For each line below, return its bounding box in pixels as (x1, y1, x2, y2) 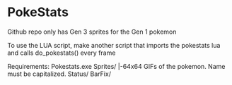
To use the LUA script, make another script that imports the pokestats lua (7, 41, 221, 49)
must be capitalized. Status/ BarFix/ (7, 70, 112, 78)
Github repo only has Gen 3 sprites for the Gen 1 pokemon (7, 27, 177, 36)
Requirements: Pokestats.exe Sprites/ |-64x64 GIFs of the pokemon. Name (7, 62, 226, 70)
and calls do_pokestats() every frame (7, 48, 116, 57)
